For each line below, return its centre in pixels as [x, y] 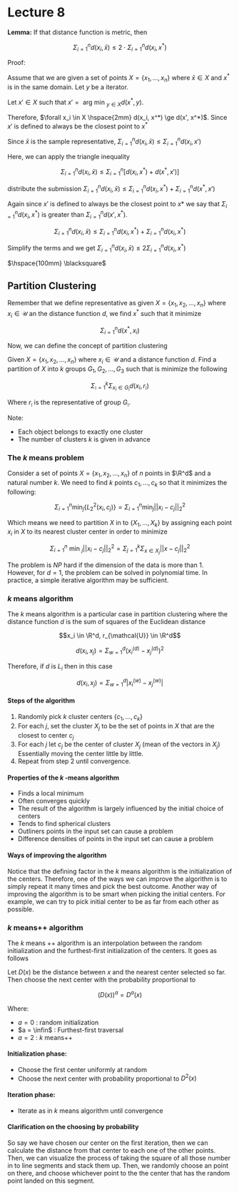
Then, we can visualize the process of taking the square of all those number [119, 1158]
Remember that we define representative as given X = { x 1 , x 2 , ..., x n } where [117, 304]
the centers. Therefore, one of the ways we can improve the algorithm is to [117, 879]
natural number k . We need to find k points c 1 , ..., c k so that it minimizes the [117, 484]
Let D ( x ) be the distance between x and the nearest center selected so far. [117, 972]
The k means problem [46, 458]
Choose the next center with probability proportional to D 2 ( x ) [107, 1078]
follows [18, 958]
